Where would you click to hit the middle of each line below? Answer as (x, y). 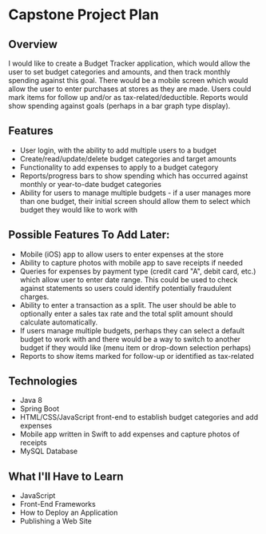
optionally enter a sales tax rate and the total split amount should (126, 313)
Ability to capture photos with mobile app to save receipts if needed (131, 262)
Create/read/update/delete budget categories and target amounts (128, 158)
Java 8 (31, 400)
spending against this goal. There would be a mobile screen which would (129, 80)
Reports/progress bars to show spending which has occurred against (134, 175)
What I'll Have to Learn (66, 476)
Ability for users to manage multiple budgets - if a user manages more (135, 193)
